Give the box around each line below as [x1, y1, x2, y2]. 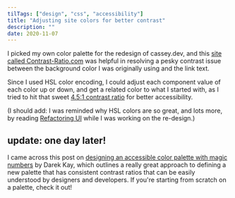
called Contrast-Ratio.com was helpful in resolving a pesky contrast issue [7, 57, 222, 66]
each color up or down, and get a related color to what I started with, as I [7, 85, 219, 94]
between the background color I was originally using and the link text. [7, 64, 210, 73]
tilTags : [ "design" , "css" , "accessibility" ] [7, 10, 143, 18]
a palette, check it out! [7, 183, 73, 192]
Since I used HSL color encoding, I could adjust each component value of [7, 78, 221, 87]
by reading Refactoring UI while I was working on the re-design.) [7, 114, 195, 123]
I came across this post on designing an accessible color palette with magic [7, 153, 228, 162]
